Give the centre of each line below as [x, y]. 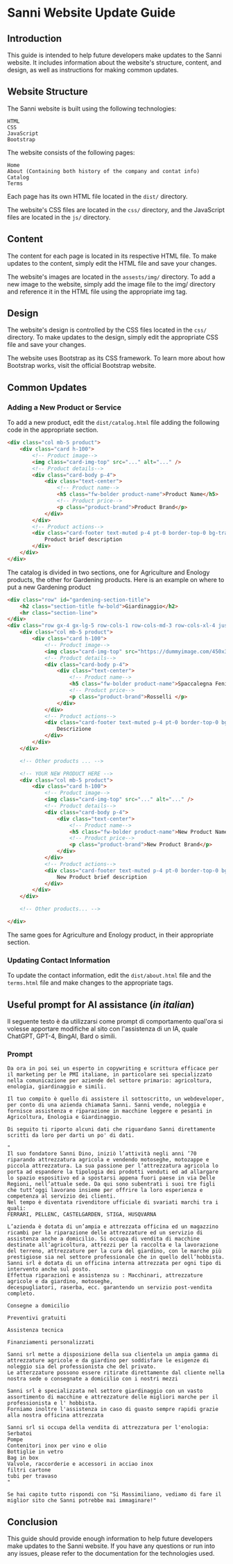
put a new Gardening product [49, 587]
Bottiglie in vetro [35, 1452]
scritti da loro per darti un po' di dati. [71, 1136]
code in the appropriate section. [53, 430]
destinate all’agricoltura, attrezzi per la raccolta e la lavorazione [113, 1245]
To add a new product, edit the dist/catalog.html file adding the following [113, 423]
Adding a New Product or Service [64, 407]
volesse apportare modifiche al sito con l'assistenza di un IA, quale [103, 1029]
